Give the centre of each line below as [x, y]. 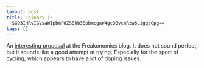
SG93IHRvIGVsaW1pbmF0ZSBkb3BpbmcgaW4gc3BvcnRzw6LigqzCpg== [88, 23]
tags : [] [17, 29]
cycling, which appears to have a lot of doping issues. [74, 58]
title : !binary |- [30, 17]
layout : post [23, 12]
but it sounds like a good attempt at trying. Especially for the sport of [93, 52]
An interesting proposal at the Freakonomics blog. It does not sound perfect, [102, 46]
